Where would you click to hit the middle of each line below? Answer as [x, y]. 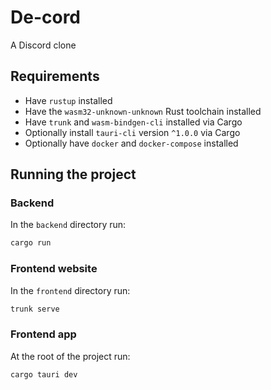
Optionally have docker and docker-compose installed [131, 143]
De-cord [46, 17]
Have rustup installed [68, 100]
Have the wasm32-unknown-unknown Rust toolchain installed [143, 111]
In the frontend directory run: [70, 290]
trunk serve [35, 309]
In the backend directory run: [68, 225]
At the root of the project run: [70, 356]
